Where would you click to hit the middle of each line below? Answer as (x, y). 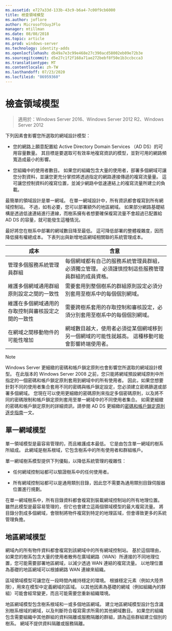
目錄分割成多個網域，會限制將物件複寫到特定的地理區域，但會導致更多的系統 (86, 513)
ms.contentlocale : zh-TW (32, 67)
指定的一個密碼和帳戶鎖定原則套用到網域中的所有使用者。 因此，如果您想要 (84, 380)
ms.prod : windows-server (32, 44)
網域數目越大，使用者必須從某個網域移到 (114, 328)
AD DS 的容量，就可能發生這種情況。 (44, 219)
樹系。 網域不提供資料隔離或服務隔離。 (46, 624)
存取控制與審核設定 (31, 311)
